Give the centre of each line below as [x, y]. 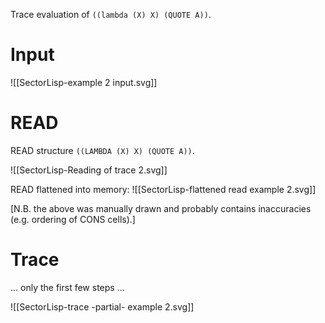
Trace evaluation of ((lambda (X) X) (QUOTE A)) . [111, 14]
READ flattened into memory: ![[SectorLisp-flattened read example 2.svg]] [163, 189]
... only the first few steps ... [67, 287]
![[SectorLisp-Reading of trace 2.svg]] [89, 170]
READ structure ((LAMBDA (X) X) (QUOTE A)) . [102, 150]
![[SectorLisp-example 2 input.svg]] [84, 82]
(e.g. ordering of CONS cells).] [73, 219]
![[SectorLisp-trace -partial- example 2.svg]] [102, 306]
